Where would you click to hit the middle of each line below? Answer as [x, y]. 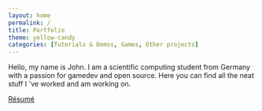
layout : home [30, 15]
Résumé [22, 99]
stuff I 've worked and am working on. [70, 84]
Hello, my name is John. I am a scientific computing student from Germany [129, 67]
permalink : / [30, 23]
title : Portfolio [37, 30]
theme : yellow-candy [42, 37]
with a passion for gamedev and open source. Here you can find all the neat [131, 76]
